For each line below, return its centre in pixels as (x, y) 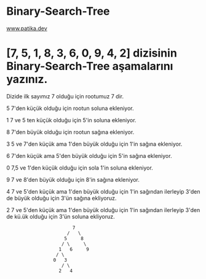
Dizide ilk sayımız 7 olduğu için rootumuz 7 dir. (65, 96)
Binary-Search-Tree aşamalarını (90, 66)
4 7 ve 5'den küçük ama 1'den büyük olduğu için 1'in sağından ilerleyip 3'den (103, 191)
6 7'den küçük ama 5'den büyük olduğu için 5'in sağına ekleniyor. (89, 155)
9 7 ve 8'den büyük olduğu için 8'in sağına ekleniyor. (73, 179)
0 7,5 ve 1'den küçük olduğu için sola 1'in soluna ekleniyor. (80, 168)
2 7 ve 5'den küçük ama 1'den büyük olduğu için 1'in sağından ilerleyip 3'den (103, 210)
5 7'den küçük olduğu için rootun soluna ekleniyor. (70, 108)
